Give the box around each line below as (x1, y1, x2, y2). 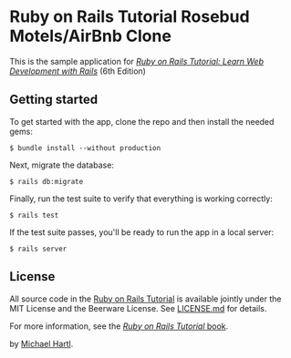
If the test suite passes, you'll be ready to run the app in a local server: (9, 226, 275, 238)
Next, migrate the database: (9, 159, 114, 170)
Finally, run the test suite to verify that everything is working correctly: (9, 193, 274, 204)
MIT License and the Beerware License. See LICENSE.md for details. (9, 302, 267, 313)
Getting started (9, 92, 99, 107)
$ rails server (9, 244, 68, 253)
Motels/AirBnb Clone (9, 26, 171, 46)
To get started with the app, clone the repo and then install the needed (9, 116, 275, 127)
